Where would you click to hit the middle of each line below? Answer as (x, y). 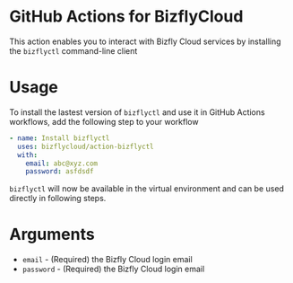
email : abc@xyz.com (62, 164)
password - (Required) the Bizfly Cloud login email (113, 269)
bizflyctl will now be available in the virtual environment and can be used (147, 189)
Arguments (52, 234)
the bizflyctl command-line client (73, 50)
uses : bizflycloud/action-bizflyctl (86, 146)
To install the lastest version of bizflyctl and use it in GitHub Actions (138, 112)
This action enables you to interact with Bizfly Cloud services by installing (145, 41)
